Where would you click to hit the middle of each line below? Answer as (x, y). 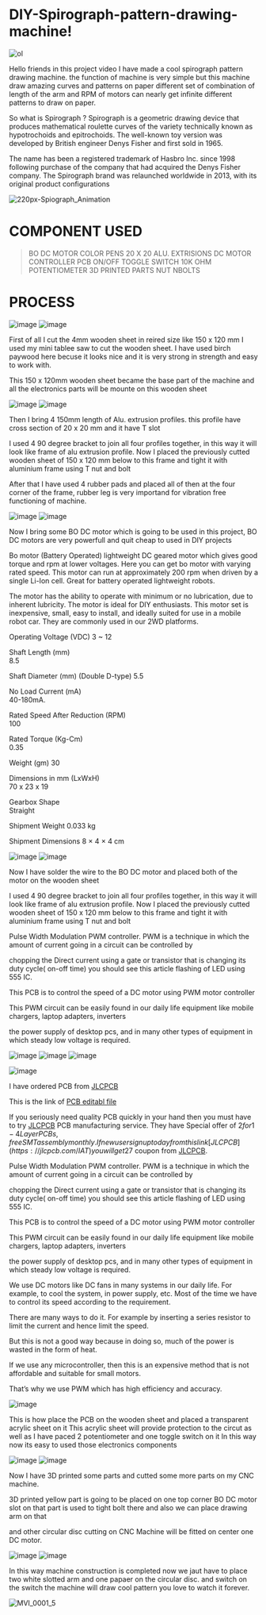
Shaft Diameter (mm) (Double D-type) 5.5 (76, 675)
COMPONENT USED (76, 231)
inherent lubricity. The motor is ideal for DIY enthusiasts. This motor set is (129, 604)
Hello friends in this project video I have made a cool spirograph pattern (126, 68)
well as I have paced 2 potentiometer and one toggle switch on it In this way (133, 1436)
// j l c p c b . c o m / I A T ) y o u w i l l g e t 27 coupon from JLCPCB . (121, 1150)
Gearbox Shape (34, 802)
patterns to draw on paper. (53, 102)
